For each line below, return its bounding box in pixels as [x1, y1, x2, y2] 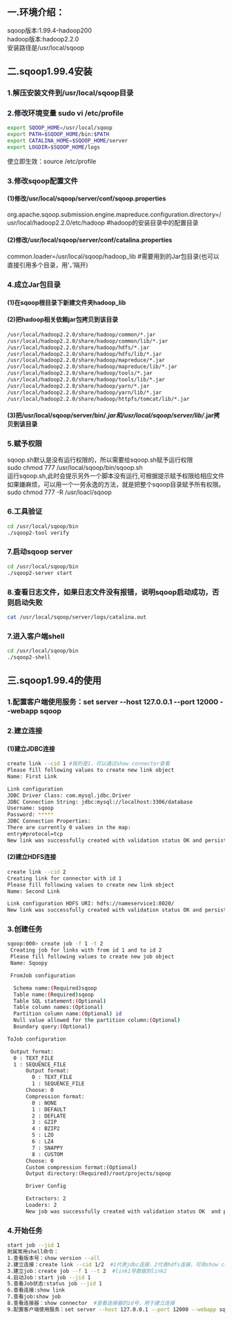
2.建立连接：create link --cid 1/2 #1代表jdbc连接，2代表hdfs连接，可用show [7, 1261, 219, 1268]
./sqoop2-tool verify [7, 529, 70, 536]
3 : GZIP [32, 1119, 57, 1126]
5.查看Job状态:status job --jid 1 [7, 1281, 102, 1288]
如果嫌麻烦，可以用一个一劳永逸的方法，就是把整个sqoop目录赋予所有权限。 [7, 480, 225, 489]
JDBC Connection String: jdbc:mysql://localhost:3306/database [7, 798, 193, 805]
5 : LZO [32, 1132, 54, 1139]
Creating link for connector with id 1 [7, 875, 122, 882]
